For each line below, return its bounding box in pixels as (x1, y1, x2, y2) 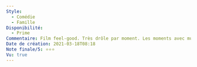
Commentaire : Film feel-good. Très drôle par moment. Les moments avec (6, 36, 185, 41)
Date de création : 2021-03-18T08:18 (6, 41, 96, 47)
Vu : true (6, 52, 28, 58)
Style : (6, 8, 22, 15)
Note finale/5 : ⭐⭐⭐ (6, 47, 55, 52)
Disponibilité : (6, 24, 43, 31)
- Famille (11, 19, 35, 25)
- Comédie (11, 14, 35, 20)
